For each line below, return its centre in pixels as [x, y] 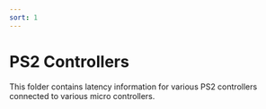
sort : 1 [24, 17]
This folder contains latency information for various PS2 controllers [133, 87]
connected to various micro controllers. [82, 96]
